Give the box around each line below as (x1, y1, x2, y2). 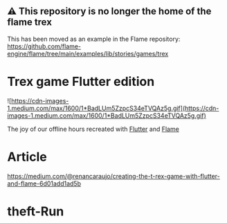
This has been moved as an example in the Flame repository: (7, 35, 181, 43)
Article (7, 149, 47, 165)
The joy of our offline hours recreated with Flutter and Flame (7, 125, 180, 133)
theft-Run (7, 204, 64, 219)
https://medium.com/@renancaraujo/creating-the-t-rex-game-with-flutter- (7, 172, 220, 180)
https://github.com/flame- (7, 42, 82, 51)
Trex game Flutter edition (7, 74, 155, 89)
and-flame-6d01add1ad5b (7, 179, 82, 188)
